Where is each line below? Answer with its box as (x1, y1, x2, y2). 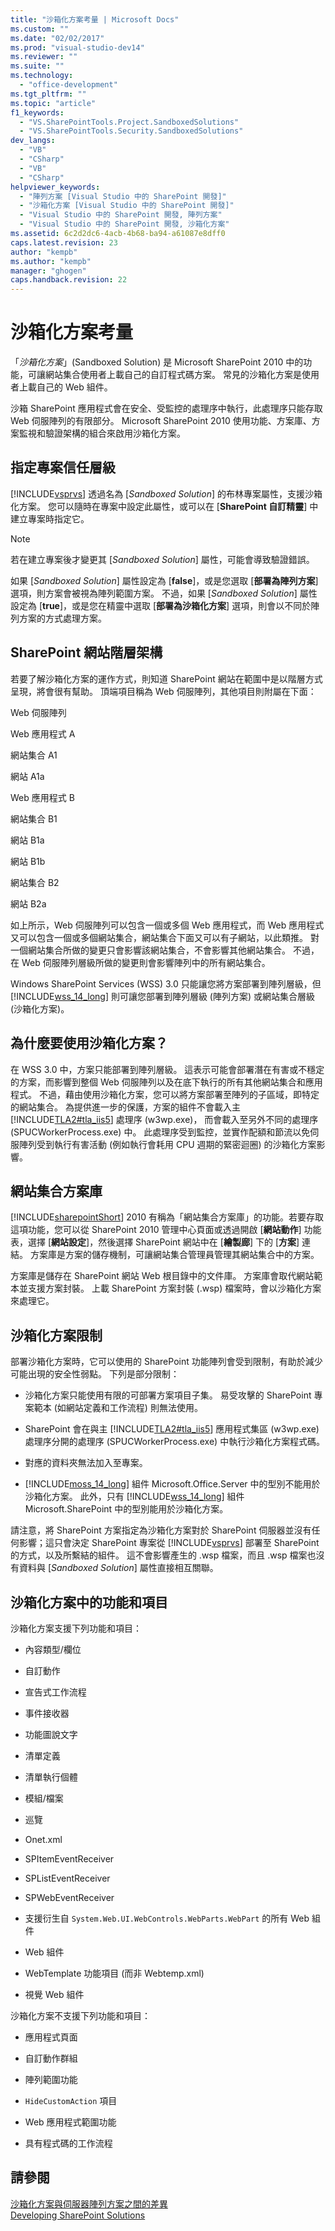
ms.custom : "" (10, 24, 70, 34)
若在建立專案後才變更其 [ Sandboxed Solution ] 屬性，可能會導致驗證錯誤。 (10, 553, 315, 565)
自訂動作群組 (24, 2052, 78, 2064)
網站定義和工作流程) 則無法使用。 (65, 1402, 203, 1414)
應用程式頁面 (24, 2031, 78, 2043)
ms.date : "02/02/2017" (10, 33, 105, 43)
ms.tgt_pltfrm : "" (10, 89, 87, 99)
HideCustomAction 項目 (24, 2094, 118, 2106)
